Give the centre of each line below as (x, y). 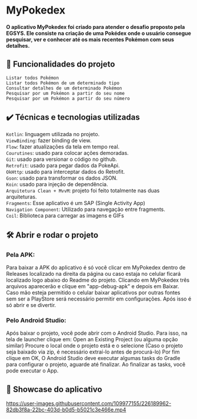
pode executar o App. (32, 371)
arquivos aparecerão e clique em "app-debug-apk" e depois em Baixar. (93, 286)
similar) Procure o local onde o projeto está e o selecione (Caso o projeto (95, 346)
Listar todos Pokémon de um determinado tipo (63, 83)
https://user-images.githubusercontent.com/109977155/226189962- (89, 404)
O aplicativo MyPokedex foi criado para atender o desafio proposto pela (96, 27)
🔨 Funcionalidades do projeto (61, 65)
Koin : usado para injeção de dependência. (57, 184)
